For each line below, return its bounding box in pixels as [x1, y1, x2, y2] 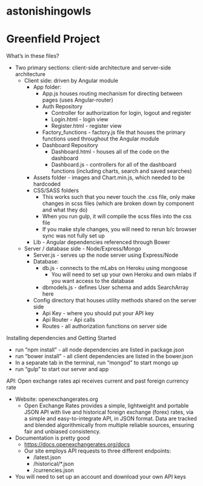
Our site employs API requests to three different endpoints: [24, 447, 171, 454]
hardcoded [33, 181, 61, 188]
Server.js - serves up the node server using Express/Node [33, 251, 179, 259]
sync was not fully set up [42, 232, 105, 240]
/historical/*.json [33, 460, 75, 468]
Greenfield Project [6, 32, 101, 46]
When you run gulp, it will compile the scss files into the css [42, 213, 192, 220]
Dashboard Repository [42, 142, 99, 149]
